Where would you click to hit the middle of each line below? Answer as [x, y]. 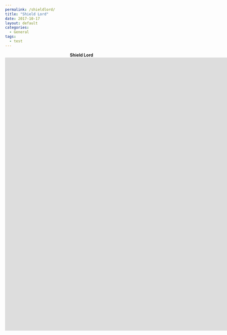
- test [16, 41]
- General [19, 32]
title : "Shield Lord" [27, 14]
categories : [17, 28]
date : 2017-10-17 [23, 18]
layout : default [21, 23]
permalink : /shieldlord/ [30, 9]
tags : [10, 37]
